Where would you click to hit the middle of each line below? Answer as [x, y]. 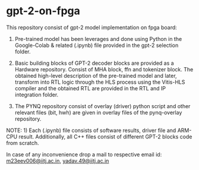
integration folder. [37, 95]
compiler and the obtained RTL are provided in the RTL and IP [90, 88]
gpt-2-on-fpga [43, 11]
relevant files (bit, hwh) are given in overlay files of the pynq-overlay [98, 112]
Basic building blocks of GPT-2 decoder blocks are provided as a [94, 63]
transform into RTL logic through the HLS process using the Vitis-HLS [100, 82]
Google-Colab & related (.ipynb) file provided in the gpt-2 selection [97, 45]
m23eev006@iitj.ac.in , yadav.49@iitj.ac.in [58, 160]
